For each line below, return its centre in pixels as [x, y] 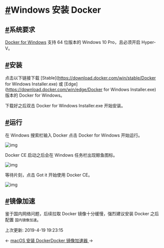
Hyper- [149, 42]
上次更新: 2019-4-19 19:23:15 [34, 230]
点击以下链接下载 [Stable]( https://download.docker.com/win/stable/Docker [81, 78]
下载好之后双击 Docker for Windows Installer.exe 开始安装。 [65, 105]
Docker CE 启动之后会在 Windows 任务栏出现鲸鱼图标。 [61, 155]
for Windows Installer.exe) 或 [34, 84]
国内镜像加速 [26, 220]
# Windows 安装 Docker [53, 10]
